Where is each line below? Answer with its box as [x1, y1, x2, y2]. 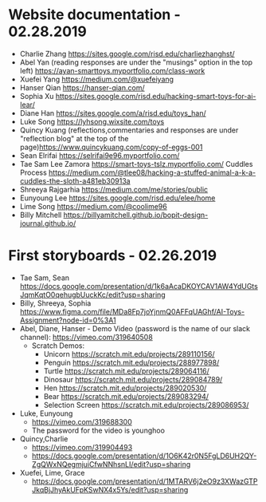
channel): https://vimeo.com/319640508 [19, 332, 153, 342]
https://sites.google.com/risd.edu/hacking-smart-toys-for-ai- [55, 91, 256, 101]
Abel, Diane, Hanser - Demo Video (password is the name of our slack [19, 323, 251, 333]
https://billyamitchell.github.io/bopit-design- [63, 210, 209, 219]
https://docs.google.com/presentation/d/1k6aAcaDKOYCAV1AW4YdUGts [19, 281, 259, 291]
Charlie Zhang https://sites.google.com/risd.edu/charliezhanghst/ [19, 49, 235, 58]
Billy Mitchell [19, 210, 62, 219]
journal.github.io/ [19, 218, 76, 228]
